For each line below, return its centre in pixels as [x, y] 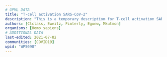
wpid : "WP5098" [21, 47]
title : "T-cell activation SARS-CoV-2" [46, 14]
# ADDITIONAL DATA [24, 33]
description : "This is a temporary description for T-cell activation [80, 19]
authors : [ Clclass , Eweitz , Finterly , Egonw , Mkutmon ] [63, 24]
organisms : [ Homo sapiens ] [33, 28]
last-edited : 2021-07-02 [31, 38]
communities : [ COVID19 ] [30, 42]
